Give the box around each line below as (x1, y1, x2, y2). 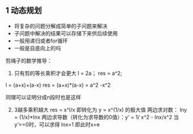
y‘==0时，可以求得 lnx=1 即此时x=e (14, 120, 100, 128)
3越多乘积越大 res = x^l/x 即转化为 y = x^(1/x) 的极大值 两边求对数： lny (14, 106, 187, 113)
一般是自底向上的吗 (14, 44, 61, 51)
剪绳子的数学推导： (5, 57, 53, 64)
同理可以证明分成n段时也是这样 (5, 93, 81, 100)
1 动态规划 (5, 5, 42, 16)
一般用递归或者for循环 (14, 37, 68, 44)
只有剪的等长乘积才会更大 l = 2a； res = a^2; (14, 70, 122, 77)
